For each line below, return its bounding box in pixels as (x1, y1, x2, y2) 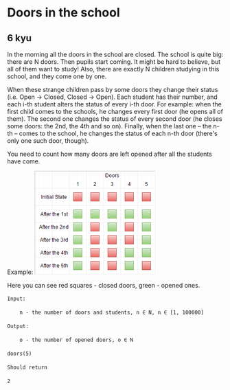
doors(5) (7, 350, 32, 357)
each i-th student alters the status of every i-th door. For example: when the (7, 100, 222, 108)
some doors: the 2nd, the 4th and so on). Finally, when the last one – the (7, 122, 212, 130)
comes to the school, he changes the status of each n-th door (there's (19, 129, 218, 137)
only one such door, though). (7, 137, 89, 145)
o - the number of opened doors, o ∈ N (19, 336, 134, 343)
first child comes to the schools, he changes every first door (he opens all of (7, 108, 223, 115)
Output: (7, 323, 30, 330)
